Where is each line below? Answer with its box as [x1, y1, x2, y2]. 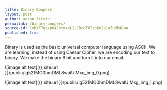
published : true [5, 30, 39, 35]
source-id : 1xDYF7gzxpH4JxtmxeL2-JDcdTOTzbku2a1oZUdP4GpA [5, 26, 128, 31]
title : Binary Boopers [5, 7, 52, 12]
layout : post [5, 12, 32, 17]
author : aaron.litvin [5, 16, 50, 21]
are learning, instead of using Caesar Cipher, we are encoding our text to [5, 49, 155, 55]
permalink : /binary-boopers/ [5, 21, 66, 26]
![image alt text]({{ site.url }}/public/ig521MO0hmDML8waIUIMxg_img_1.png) [5, 79, 163, 85]
